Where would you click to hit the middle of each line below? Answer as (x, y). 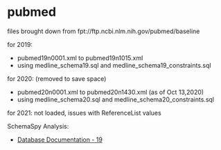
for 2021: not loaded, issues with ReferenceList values (84, 113)
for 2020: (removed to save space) (57, 78)
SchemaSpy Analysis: (38, 126)
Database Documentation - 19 (60, 140)
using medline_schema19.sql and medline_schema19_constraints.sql (114, 65)
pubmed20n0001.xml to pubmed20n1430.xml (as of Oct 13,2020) (110, 92)
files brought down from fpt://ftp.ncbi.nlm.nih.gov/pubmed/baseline (104, 31)
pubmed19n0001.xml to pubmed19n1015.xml (80, 58)
